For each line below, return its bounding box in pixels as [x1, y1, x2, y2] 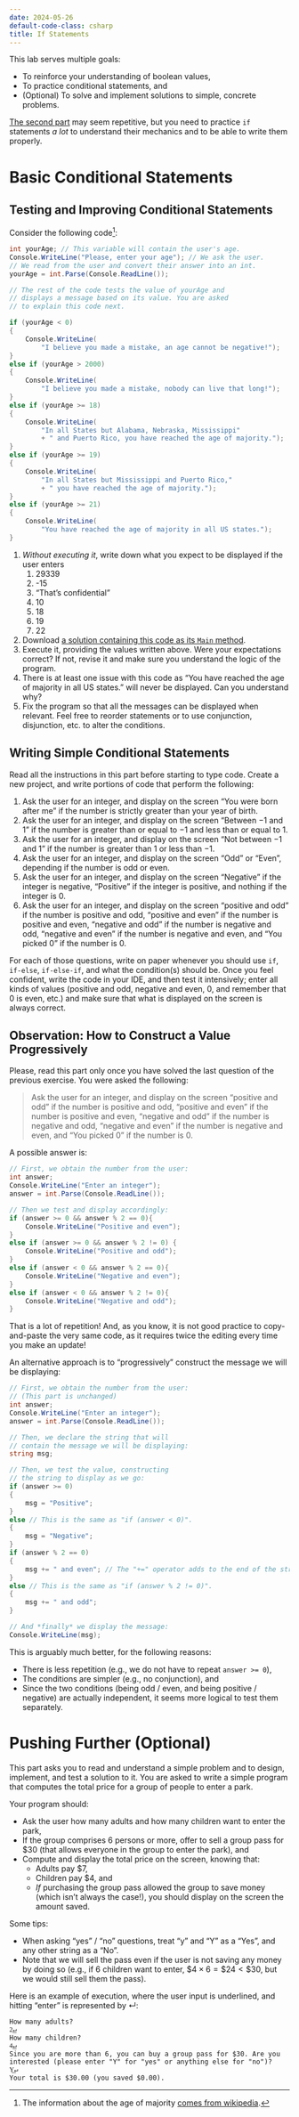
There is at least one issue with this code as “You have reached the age [21, 672, 285, 683]
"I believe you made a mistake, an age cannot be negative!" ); [41, 343, 280, 352]
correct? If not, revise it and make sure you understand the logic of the [21, 653, 281, 664]
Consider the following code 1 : [9, 226, 118, 239]
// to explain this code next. [9, 302, 125, 312]
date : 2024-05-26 [9, 12, 74, 22]
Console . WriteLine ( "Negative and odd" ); [25, 1296, 177, 1305]
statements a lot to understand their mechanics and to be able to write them [9, 126, 287, 137]
